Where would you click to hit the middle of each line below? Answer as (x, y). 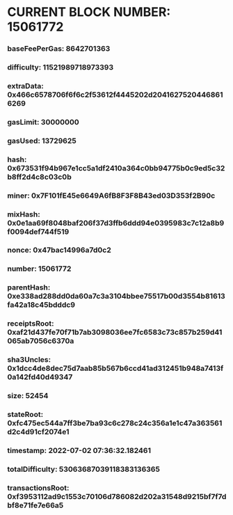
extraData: (25, 86)
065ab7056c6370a (41, 341)
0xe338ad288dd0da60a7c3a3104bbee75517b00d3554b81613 (116, 296)
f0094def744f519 (38, 232)
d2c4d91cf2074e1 (38, 432)
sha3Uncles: (29, 360)
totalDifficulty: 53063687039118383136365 (83, 469)
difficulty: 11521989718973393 (60, 68)
